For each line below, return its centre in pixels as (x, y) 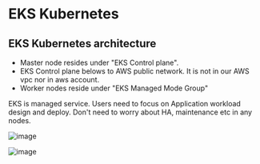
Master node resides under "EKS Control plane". (99, 62)
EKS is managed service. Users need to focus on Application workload (125, 104)
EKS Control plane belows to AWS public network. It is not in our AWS (134, 71)
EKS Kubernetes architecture (82, 44)
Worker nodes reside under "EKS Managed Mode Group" (114, 88)
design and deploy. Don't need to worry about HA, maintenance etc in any (130, 112)
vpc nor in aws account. (60, 80)
